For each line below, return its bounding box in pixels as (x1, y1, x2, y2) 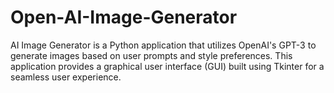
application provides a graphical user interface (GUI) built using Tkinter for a (10, 60, 325, 72)
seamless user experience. (10, 71, 122, 83)
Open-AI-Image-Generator (10, 6, 238, 29)
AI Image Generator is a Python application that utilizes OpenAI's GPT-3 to (10, 39, 317, 51)
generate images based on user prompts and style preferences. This (10, 49, 293, 61)
